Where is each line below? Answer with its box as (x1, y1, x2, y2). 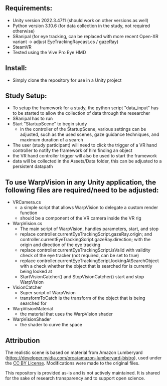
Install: (5, 64, 28, 72)
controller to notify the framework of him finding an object (12, 147, 133, 153)
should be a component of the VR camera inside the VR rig (20, 215, 141, 221)
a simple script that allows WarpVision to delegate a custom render (20, 205, 158, 211)
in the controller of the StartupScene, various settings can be (20, 126, 146, 132)
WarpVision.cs (12, 221, 43, 227)
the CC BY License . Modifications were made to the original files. (5, 360, 139, 366)
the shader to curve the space (20, 322, 83, 328)
